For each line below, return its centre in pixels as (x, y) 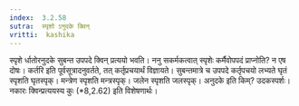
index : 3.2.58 (38, 18)
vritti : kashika (42, 34)
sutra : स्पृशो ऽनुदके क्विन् (50, 26)
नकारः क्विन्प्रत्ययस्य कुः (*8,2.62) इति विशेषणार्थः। (84, 91)
